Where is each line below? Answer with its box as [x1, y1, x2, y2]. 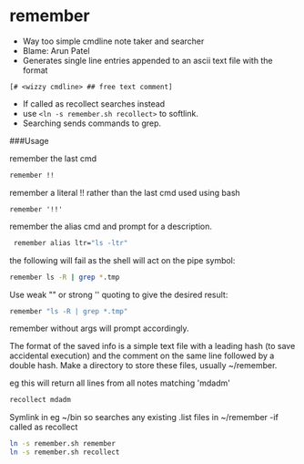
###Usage [9, 135, 50, 146]
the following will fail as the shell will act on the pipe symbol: [9, 254, 236, 265]
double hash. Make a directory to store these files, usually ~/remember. [9, 360, 278, 371]
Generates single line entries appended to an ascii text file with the [22, 55, 273, 66]
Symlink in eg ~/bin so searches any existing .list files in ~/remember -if [9, 412, 279, 423]
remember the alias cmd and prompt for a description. [9, 221, 212, 232]
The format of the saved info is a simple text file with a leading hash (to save [9, 341, 296, 352]
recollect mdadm [9, 396, 71, 405]
